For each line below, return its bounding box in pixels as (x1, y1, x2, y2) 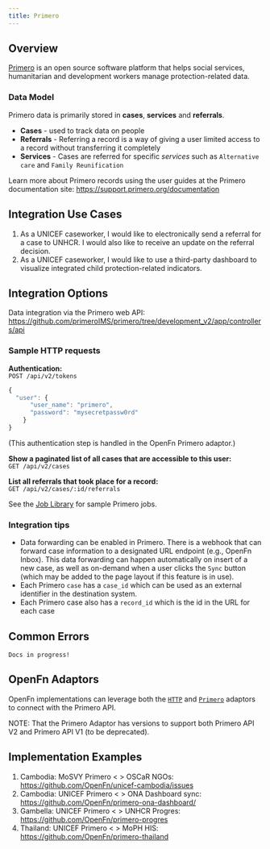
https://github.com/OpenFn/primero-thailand (19, 831, 169, 841)
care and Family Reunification (19, 160, 124, 169)
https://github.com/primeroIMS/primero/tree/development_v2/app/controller (8, 316, 262, 327)
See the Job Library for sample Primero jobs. (8, 499, 157, 509)
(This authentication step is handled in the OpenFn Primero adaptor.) (8, 438, 236, 447)
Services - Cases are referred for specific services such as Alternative (19, 151, 260, 161)
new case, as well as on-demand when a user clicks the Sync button (19, 564, 246, 573)
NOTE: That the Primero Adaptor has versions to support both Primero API (8, 718, 255, 728)
